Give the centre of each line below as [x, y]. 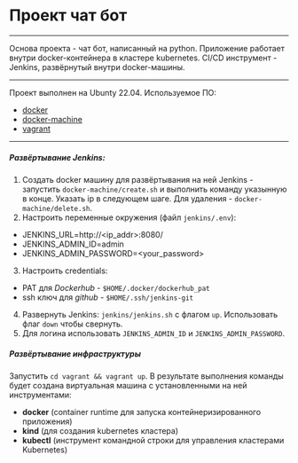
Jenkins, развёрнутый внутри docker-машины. [97, 67]
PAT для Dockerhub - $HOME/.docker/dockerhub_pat [116, 287]
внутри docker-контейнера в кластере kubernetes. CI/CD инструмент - [143, 58]
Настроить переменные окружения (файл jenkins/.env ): [129, 217]
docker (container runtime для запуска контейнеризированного [141, 412]
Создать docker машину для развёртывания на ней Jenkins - [137, 179]
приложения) [47, 421]
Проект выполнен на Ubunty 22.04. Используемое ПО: [113, 92]
